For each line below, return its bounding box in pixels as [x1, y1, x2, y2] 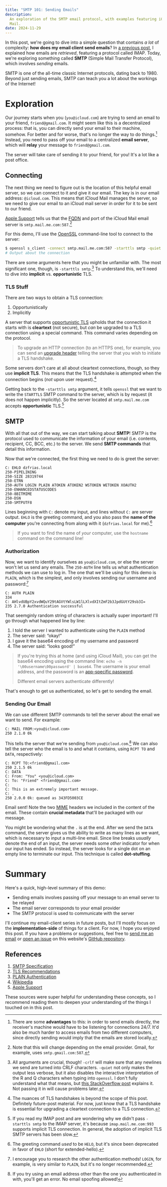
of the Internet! [5, 81, 36, 87]
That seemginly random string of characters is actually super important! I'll [5, 612, 158, 618]
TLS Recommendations [12, 969, 61, 975]
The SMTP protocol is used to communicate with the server [12, 910, 135, 916]
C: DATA [5, 769, 21, 774]
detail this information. [5, 446, 51, 452]
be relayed [12, 899, 35, 905]
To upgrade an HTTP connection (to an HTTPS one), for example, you [17, 344, 161, 351]
